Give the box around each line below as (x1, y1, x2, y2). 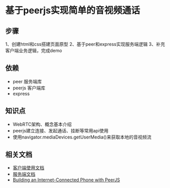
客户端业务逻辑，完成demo (5, 48, 62, 54)
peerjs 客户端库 (12, 85, 45, 91)
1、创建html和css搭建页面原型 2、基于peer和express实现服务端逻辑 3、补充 (5, 41, 165, 47)
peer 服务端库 (12, 78, 42, 84)
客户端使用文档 (12, 165, 44, 171)
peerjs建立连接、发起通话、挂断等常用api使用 (12, 127, 109, 133)
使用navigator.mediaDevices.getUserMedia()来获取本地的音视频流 (12, 134, 152, 140)
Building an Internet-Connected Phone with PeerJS (12, 177, 120, 183)
